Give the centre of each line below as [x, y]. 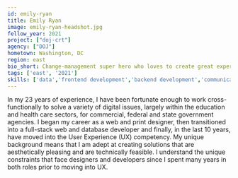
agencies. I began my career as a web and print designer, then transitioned [117, 122]
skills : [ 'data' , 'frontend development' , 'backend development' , [104, 79]
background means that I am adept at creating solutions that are [101, 145]
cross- [217, 100]
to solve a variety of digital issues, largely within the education [134, 107]
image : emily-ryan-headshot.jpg [55, 27]
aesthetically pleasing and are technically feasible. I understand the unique [117, 152]
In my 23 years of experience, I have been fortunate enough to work [107, 100]
